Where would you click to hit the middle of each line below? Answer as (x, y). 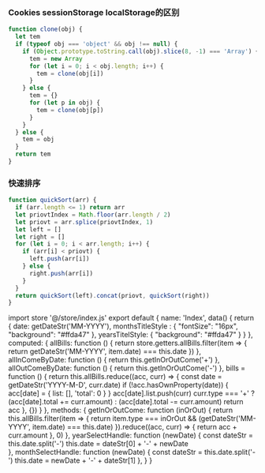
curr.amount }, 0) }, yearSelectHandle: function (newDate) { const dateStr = (131, 435)
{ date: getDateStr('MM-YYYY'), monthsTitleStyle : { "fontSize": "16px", (123, 326)
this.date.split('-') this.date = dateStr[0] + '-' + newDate (99, 444)
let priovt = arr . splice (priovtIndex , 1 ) (84, 222)
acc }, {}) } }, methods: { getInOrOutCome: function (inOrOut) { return (121, 410)
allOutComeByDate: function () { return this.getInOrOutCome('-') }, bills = (127, 368)
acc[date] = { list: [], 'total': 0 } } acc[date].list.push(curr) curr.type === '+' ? (131, 393)
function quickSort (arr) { (52, 200)
